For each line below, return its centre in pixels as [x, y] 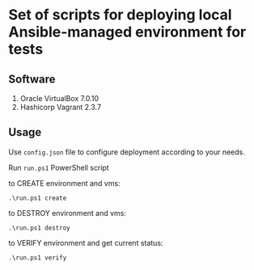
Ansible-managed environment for [127, 32]
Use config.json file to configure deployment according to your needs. [127, 152]
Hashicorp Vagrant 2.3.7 [61, 107]
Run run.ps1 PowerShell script [59, 167]
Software [32, 79]
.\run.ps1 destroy [39, 228]
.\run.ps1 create [38, 198]
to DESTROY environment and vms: [68, 213]
